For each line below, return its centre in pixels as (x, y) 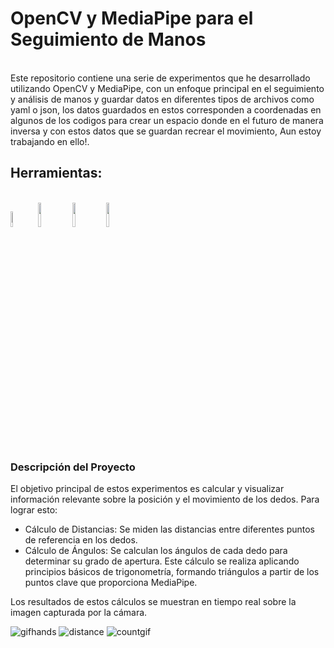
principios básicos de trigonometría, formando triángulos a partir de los (172, 572)
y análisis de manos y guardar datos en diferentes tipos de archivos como (162, 99)
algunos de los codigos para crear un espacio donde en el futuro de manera (167, 120)
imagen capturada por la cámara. (79, 613)
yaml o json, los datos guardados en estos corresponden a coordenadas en (166, 109)
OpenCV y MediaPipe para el (132, 18)
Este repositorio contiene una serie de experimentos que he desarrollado (160, 78)
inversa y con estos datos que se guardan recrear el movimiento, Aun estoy (166, 131)
